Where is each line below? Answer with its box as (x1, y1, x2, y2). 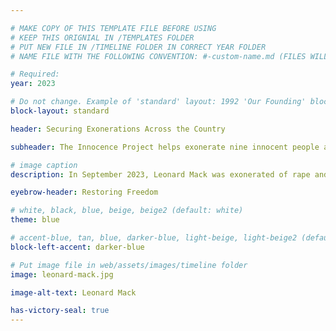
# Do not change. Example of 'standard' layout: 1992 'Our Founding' (10, 97, 307, 107)
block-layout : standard (10, 106, 110, 116)
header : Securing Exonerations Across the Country (10, 124, 226, 134)
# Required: (10, 69, 60, 80)
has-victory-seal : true (10, 306, 110, 316)
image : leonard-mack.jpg (10, 269, 114, 280)
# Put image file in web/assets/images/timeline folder (10, 260, 248, 270)
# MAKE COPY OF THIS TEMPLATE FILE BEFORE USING (10, 23, 217, 33)
